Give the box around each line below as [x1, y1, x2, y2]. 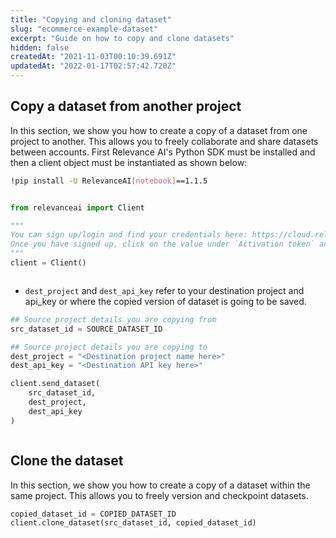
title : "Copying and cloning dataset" [10, 14, 172, 25]
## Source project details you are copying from [10, 314, 217, 325]
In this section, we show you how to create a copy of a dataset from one [10, 124, 308, 136]
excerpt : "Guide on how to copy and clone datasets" [10, 33, 235, 43]
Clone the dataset [10, 452, 124, 470]
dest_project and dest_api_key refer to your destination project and [24, 284, 305, 296]
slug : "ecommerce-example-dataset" [10, 24, 159, 34]
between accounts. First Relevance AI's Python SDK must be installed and [10, 146, 316, 158]
